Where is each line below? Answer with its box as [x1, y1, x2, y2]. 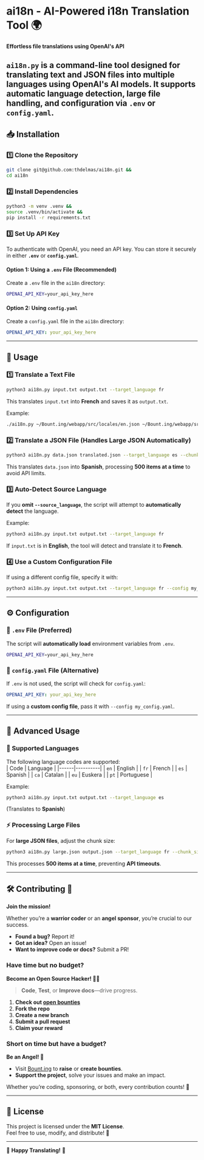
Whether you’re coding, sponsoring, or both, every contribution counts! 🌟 [6, 1083, 190, 1090]
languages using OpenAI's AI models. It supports [6, 79, 196, 89]
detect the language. [6, 507, 59, 515]
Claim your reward [15, 1024, 63, 1031]
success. [6, 921, 29, 928]
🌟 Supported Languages [6, 744, 80, 753]
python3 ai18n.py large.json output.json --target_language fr [6, 849, 170, 855]
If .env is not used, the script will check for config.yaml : [6, 679, 146, 687]
